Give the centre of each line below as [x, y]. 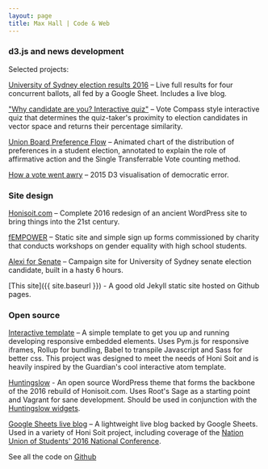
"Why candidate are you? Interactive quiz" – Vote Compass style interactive [134, 109]
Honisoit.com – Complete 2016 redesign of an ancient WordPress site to [128, 213]
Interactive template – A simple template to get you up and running [119, 333]
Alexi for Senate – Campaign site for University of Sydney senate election [130, 262]
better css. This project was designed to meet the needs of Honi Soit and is [134, 358]
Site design [31, 195]
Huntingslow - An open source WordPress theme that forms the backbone [132, 383]
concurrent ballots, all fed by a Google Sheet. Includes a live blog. [118, 93]
